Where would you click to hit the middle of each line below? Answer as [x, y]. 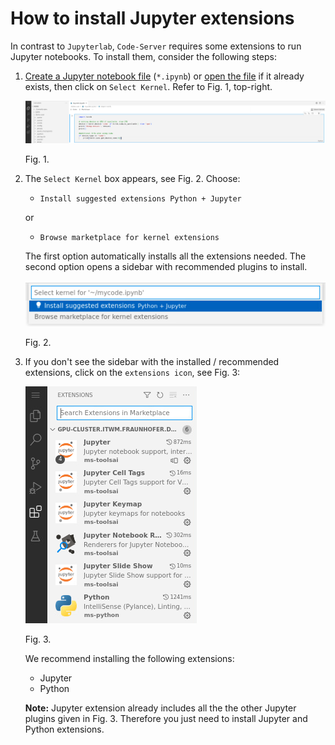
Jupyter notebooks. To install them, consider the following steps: [144, 56]
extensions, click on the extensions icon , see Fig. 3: [132, 372]
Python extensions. [64, 729]
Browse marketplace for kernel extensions [129, 238]
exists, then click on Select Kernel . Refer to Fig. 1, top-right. [148, 86]
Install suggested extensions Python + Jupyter [140, 199]
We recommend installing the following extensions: [129, 658]
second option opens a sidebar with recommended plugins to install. [166, 267]
